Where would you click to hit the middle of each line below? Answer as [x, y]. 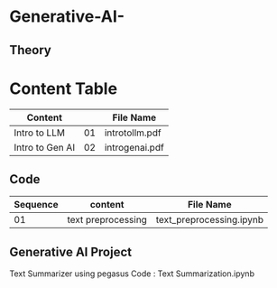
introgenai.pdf [134, 147]
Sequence [36, 205]
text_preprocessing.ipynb [210, 220]
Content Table [64, 88]
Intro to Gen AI [44, 147]
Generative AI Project [71, 251]
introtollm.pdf [133, 133]
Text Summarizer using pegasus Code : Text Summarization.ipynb [132, 274]
